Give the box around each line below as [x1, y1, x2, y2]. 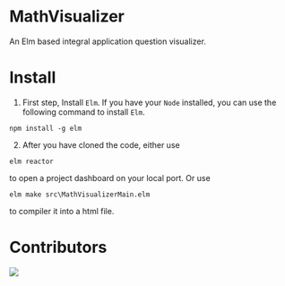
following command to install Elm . [22, 106, 145, 117]
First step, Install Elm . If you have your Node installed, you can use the [22, 97, 277, 108]
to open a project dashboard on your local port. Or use [9, 172, 211, 183]
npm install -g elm [9, 124, 82, 133]
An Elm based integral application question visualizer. [9, 36, 206, 47]
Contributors [9, 238, 108, 257]
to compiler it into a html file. [9, 205, 115, 216]
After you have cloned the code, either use [22, 139, 181, 150]
